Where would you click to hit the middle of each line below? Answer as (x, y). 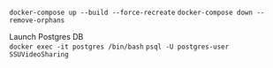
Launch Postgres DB (46, 37)
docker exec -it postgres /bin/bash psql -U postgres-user (119, 47)
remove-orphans (37, 20)
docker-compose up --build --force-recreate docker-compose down (131, 12)
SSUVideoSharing (39, 55)
